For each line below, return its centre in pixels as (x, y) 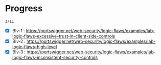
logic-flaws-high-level (34, 47)
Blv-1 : (18, 31)
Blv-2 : (19, 41)
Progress (24, 8)
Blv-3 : (19, 52)
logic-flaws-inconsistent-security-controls (55, 57)
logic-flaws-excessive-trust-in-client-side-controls (64, 36)
